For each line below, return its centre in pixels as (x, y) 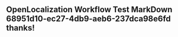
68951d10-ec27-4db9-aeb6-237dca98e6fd (89, 19)
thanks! (21, 28)
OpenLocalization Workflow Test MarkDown (89, 10)
